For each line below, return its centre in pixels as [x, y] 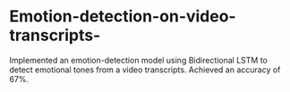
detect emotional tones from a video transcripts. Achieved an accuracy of [145, 70]
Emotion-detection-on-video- [123, 17]
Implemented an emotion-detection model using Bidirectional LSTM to [139, 60]
